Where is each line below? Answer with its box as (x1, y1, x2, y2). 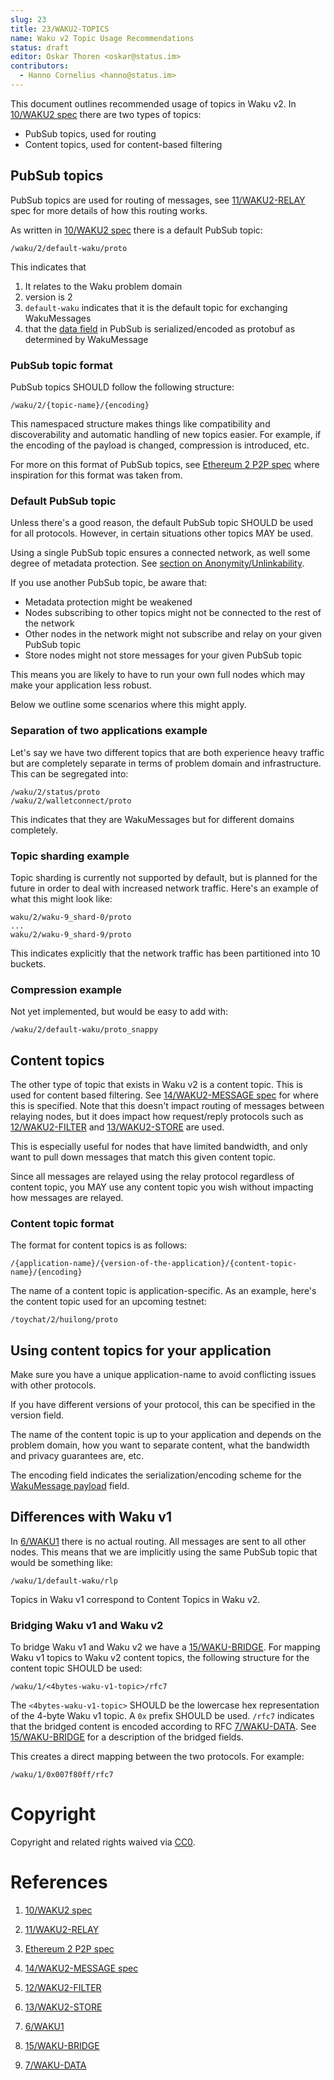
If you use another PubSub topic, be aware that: (10, 577, 208, 589)
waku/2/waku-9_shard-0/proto (10, 912, 132, 922)
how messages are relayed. (10, 1191, 124, 1203)
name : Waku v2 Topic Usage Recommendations (10, 33, 195, 43)
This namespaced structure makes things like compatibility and (10, 417, 271, 430)
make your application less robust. (10, 679, 152, 691)
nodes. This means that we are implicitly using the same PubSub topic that (10, 1546, 318, 1558)
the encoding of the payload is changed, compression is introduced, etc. (10, 439, 310, 451)
